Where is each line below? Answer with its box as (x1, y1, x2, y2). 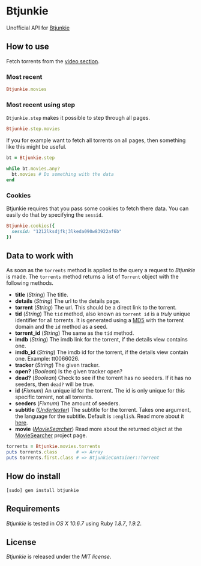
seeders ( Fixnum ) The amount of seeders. (14, 400, 120, 407)
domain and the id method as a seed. (14, 323, 108, 331)
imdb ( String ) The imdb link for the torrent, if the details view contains (14, 336, 188, 343)
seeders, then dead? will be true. (14, 381, 95, 388)
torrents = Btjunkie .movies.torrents (6, 444, 101, 450)
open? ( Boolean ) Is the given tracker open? (14, 368, 123, 375)
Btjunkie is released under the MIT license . (6, 553, 112, 561)
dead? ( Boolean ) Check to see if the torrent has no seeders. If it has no (14, 375, 191, 382)
